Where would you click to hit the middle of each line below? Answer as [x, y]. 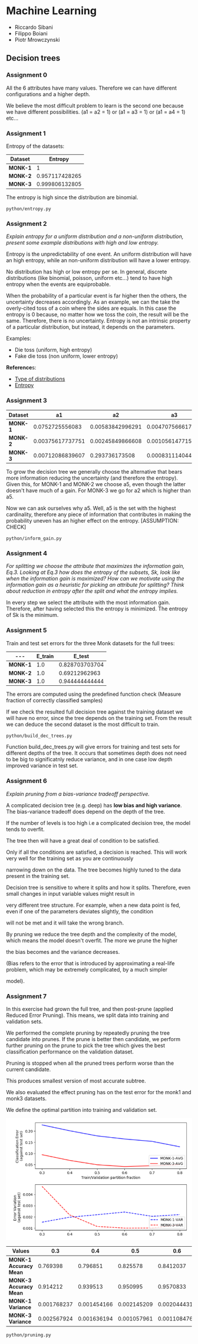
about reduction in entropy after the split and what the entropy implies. [92, 591]
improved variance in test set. [42, 766]
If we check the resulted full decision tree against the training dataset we [95, 712]
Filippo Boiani [31, 33]
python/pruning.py [29, 1335]
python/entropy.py [29, 209]
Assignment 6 [27, 781]
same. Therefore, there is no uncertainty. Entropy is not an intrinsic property [98, 321]
